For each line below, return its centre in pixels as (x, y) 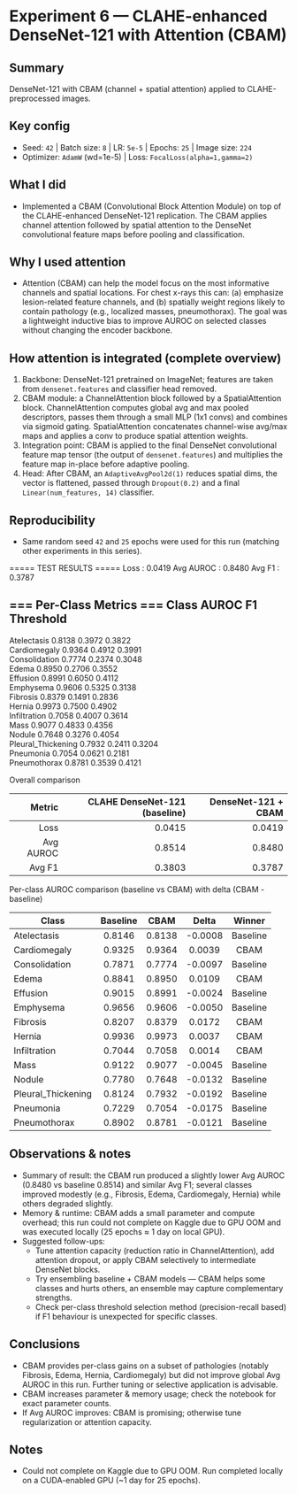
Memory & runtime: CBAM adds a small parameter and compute (138, 1213)
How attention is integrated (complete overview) (145, 358)
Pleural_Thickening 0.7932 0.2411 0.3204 (84, 743)
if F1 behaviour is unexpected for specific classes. (126, 1316)
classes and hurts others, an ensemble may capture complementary (159, 1288)
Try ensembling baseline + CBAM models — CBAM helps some (150, 1278)
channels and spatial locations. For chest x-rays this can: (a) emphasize (152, 293)
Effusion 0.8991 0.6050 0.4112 (64, 678)
